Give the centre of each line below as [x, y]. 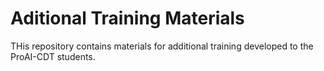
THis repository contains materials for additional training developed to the [162, 46]
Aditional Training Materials [127, 18]
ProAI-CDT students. [53, 56]
